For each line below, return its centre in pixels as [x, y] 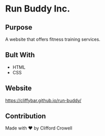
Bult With [20, 55]
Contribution [26, 116]
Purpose [19, 27]
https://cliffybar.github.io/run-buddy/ [43, 100]
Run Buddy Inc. [38, 9]
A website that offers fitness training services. [53, 39]
